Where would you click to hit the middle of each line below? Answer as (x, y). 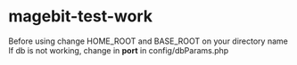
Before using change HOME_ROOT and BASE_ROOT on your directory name (148, 41)
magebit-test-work (81, 16)
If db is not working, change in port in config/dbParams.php (119, 50)
